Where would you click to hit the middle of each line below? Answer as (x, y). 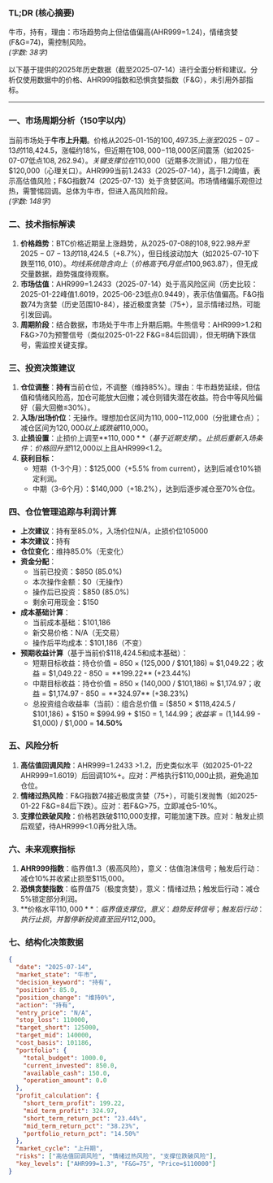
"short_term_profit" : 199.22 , (74, 1103)
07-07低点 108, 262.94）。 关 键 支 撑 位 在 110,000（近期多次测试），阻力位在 (129, 160)
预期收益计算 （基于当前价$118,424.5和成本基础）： (104, 653)
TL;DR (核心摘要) (41, 12)
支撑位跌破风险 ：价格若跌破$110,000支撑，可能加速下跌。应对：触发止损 (142, 815)
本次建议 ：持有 (45, 541)
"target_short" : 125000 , (58, 1028)
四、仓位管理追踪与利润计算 (63, 512)
